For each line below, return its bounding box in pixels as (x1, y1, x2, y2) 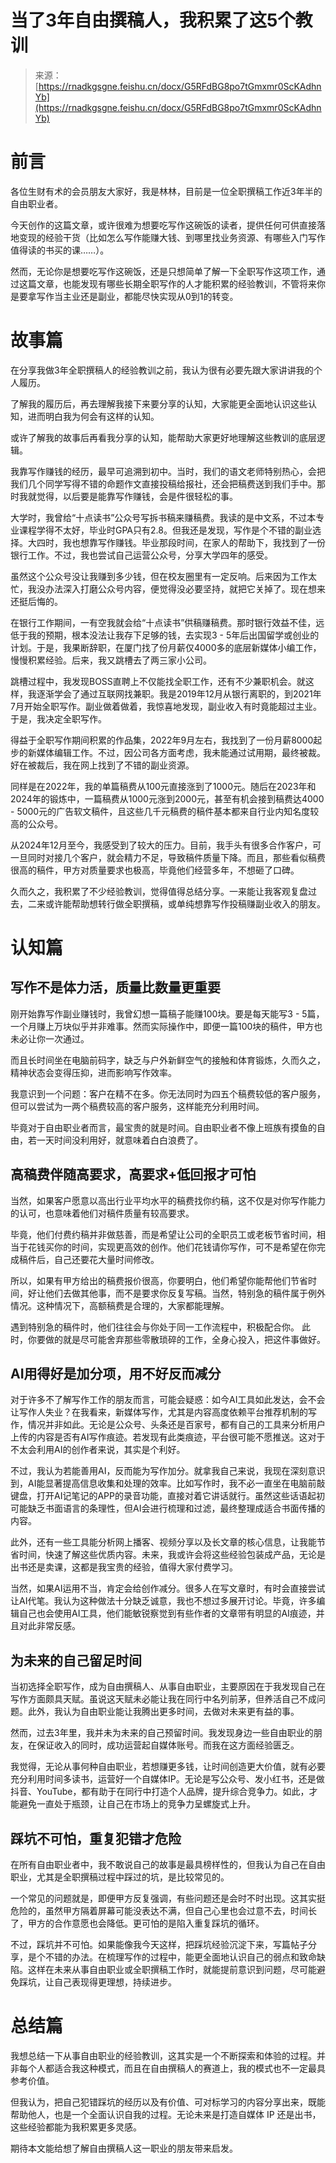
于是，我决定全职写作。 (10, 712, 107, 725)
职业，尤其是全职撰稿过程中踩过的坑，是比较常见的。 (10, 1871, 230, 1883)
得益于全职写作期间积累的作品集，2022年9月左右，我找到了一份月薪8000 (10, 734, 314, 746)
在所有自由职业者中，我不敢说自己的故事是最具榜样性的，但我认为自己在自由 (10, 1859, 326, 1871)
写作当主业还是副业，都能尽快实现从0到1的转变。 (36, 290, 239, 302)
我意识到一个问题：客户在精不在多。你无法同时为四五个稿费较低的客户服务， (10, 1087, 326, 1100)
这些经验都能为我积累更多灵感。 (10, 2121, 142, 2133)
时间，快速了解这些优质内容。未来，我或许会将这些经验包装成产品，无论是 (18, 1549, 326, 1561)
